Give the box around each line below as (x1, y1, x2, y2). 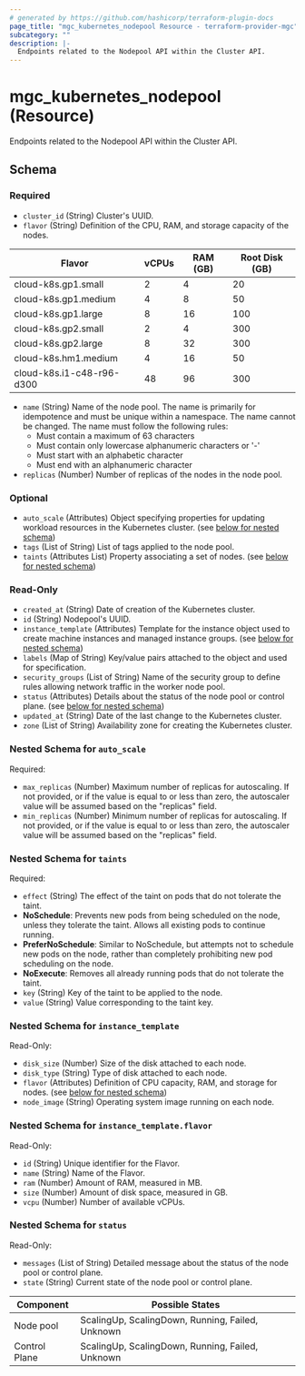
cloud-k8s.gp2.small (14, 322, 104, 335)
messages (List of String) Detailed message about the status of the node (22, 1257, 289, 1268)
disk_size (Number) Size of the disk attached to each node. (22, 1057, 247, 1069)
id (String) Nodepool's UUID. (22, 613, 132, 624)
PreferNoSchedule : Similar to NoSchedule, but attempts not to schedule (22, 938, 294, 949)
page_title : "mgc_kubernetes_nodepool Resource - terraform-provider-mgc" (9, 22, 299, 31)
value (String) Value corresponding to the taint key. (22, 997, 213, 1007)
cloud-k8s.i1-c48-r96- (14, 366, 121, 379)
